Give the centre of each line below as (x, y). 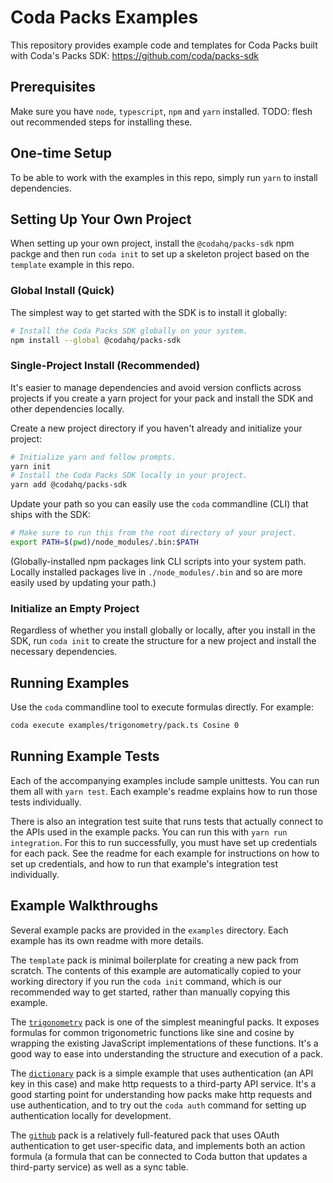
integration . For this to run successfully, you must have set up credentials (164, 842)
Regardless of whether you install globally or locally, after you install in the (163, 630)
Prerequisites (53, 87)
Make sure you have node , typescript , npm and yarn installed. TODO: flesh (161, 111)
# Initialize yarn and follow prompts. (93, 457)
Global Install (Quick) (62, 291)
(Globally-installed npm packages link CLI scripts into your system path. (158, 561)
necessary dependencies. (64, 652)
